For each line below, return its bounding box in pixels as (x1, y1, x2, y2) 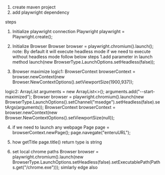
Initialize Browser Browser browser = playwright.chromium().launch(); (12, 43, 154, 49)
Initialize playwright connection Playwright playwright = (12, 29, 125, 34)
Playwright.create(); (12, 34, 53, 39)
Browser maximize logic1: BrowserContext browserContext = (12, 69, 135, 74)
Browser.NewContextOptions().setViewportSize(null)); (5, 115, 115, 120)
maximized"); (5, 94, 32, 100)
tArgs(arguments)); (5, 105, 44, 110)
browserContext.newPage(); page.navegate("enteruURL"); (12, 130, 131, 135)
